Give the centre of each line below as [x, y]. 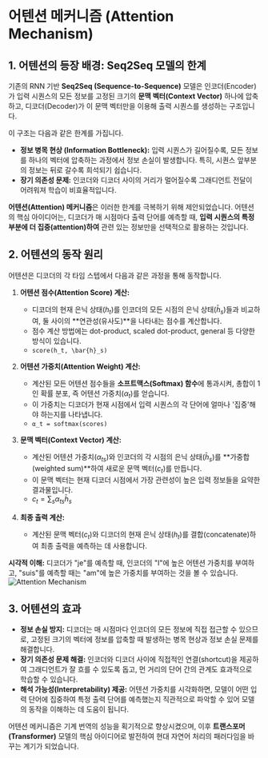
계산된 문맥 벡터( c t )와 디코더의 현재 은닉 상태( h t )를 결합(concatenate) [141, 535]
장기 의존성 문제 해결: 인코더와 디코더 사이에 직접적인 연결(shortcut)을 [129, 660]
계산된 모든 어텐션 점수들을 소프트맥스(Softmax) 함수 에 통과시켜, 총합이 [144, 383]
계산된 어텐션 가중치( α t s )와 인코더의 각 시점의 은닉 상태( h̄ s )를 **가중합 [141, 458]
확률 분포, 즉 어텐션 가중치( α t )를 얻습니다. [105, 394]
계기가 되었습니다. [51, 746]
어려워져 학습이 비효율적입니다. [68, 190]
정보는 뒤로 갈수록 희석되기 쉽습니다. [85, 170]
